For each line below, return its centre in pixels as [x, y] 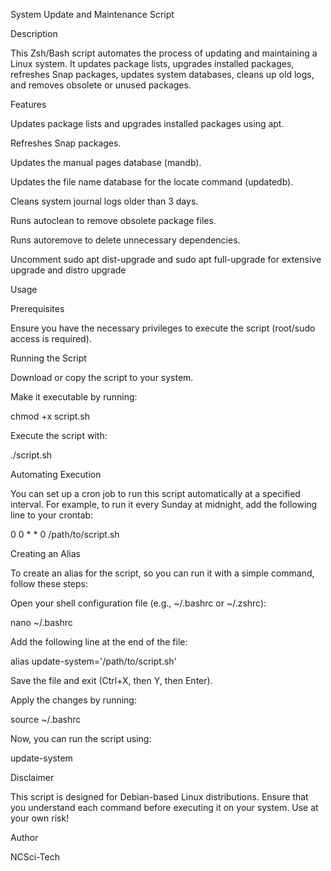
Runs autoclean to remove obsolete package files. [113, 220]
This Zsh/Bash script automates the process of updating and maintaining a [164, 53]
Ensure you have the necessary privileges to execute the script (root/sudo [163, 328]
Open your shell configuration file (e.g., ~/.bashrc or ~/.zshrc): [138, 603]
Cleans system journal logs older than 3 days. [104, 201]
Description [34, 33]
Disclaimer [32, 777]
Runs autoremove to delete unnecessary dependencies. [125, 240]
